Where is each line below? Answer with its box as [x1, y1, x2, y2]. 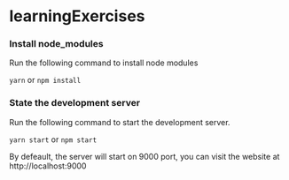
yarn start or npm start [9, 134, 98, 145]
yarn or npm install [9, 75, 82, 86]
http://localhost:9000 [9, 161, 87, 171]
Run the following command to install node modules [9, 57, 199, 68]
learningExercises [9, 6, 145, 26]
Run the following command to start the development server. [9, 116, 230, 127]
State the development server [9, 97, 140, 109]
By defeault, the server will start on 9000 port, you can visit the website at [9, 151, 280, 161]
